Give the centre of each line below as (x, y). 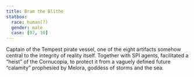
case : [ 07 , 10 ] (30, 33)
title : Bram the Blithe (35, 11)
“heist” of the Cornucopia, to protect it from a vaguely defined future (88, 62)
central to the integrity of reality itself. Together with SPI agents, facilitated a (97, 56)
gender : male (27, 27)
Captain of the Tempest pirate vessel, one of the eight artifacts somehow (94, 49)
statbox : (17, 17)
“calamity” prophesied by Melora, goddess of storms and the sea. (85, 68)
